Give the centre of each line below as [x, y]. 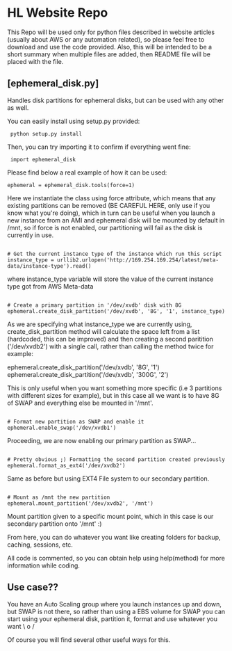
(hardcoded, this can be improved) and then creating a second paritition [110, 339]
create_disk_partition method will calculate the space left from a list [103, 331]
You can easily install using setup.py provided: [74, 121]
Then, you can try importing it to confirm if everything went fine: [99, 147]
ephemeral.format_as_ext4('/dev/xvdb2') [67, 465]
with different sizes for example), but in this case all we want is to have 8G [114, 395]
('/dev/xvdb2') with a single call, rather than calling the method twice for [110, 346]
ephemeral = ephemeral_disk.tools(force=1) [71, 185]
